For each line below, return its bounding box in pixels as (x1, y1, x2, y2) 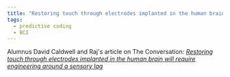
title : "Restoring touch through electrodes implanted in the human (7, 10, 207, 17)
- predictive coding (13, 22, 72, 29)
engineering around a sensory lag (7, 62, 103, 70)
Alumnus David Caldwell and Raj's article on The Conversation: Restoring (7, 48, 214, 56)
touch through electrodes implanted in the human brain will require (7, 55, 196, 63)
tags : (7, 16, 23, 23)
